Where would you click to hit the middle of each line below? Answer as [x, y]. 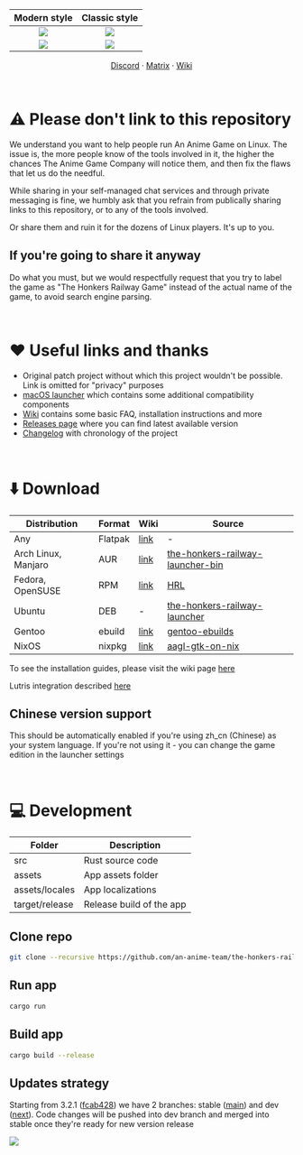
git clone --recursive [52, 957]
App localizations [120, 890]
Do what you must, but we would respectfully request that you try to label [146, 277]
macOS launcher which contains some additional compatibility [138, 394]
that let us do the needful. [57, 173]
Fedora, [30, 579]
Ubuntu [30, 611]
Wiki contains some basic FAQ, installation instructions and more [142, 413]
